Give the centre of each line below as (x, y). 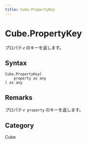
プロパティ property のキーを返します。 (44, 110)
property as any (30, 79)
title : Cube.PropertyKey (30, 9)
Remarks (19, 97)
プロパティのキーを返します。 (34, 48)
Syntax (16, 63)
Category (20, 125)
